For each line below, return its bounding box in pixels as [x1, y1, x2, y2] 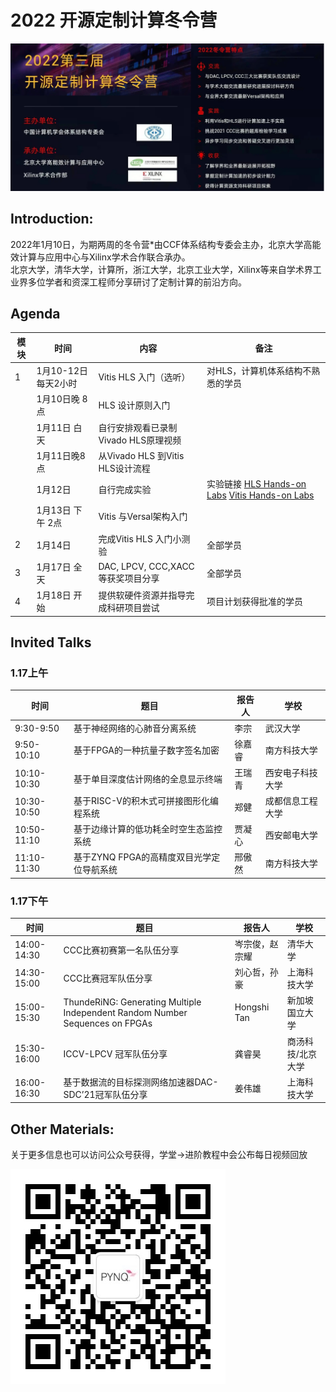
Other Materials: [10, 1121, 115, 1138]
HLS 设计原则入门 [98, 399, 171, 411]
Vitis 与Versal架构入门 [98, 511, 188, 523]
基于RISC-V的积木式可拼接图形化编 [73, 794, 219, 806]
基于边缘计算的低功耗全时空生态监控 [73, 823, 223, 835]
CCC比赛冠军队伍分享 [63, 972, 153, 985]
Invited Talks [10, 634, 92, 651]
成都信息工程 [264, 794, 318, 806]
